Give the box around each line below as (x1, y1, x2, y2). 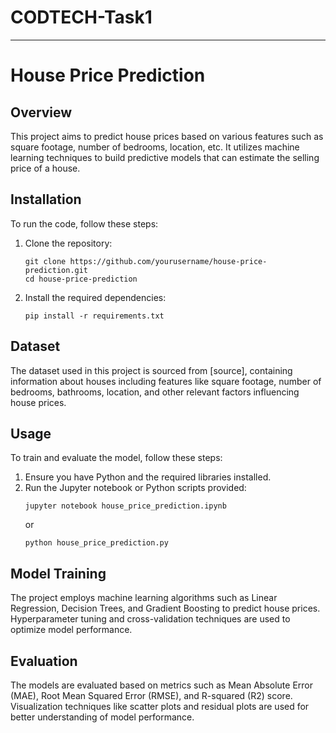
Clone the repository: (24, 237, 113, 249)
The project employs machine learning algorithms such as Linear (10, 592, 278, 604)
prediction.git (24, 265, 89, 275)
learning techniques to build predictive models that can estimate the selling (10, 151, 320, 163)
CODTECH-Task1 (10, 6, 153, 29)
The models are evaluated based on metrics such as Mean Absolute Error (10, 679, 314, 691)
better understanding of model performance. (10, 711, 195, 723)
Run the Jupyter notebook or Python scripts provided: (24, 482, 247, 494)
